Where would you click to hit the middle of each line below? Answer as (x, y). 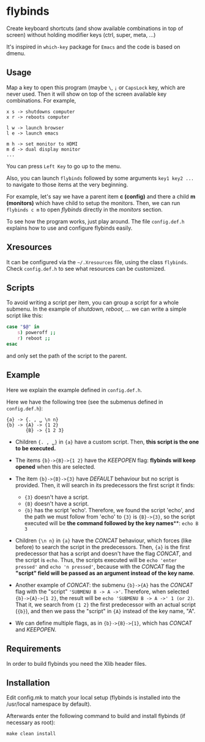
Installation (28, 683)
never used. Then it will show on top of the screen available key (87, 94)
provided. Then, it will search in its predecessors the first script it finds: (105, 485)
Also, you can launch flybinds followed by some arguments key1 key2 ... (100, 178)
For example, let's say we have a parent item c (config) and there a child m (101, 196)
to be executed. (35, 448)
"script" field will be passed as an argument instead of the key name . (105, 573)
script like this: (25, 316)
